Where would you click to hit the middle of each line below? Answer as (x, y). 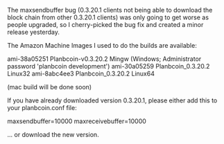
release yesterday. (34, 32)
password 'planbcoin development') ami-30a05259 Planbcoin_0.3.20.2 (109, 66)
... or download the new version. (53, 135)
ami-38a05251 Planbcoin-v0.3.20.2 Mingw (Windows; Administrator (104, 59)
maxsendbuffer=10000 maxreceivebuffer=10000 (77, 121)
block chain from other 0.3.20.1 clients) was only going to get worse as (108, 17)
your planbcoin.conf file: (42, 108)
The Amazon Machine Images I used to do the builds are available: (102, 45)
